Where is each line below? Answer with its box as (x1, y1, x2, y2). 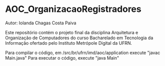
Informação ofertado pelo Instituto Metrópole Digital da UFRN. (5, 40, 133, 46)
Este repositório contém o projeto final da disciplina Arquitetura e (5, 29, 138, 35)
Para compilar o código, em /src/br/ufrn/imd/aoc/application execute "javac (5, 50, 161, 56)
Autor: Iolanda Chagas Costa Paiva (5, 20, 77, 26)
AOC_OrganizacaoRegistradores (5, 3, 142, 15)
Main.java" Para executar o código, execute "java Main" (5, 55, 119, 61)
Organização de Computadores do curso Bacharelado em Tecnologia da (5, 35, 153, 41)
